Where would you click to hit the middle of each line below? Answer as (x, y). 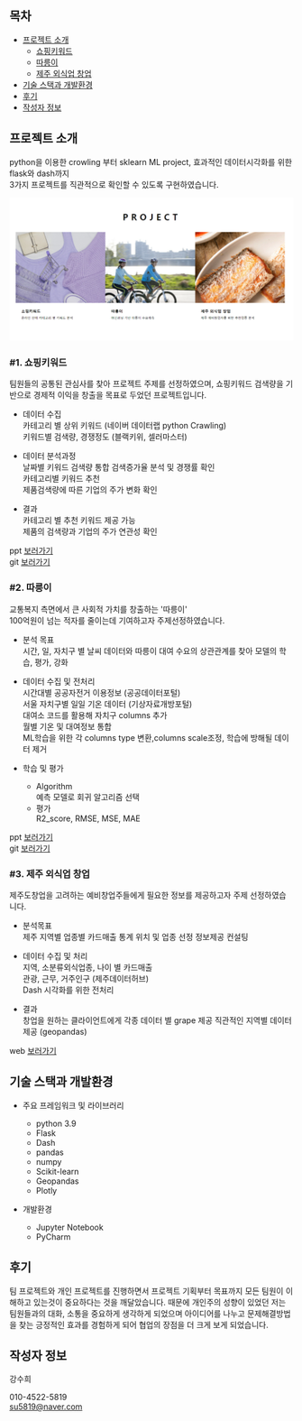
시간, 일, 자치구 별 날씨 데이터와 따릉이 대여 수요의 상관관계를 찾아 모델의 (150, 651)
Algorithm (54, 786)
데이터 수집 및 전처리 (59, 681)
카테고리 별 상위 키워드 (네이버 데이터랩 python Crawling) (124, 426)
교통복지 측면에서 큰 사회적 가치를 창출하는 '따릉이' (98, 609)
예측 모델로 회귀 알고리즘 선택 (87, 797)
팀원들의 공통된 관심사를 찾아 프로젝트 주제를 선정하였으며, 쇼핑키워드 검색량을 (146, 384)
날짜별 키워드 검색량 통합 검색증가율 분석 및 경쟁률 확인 (119, 467)
